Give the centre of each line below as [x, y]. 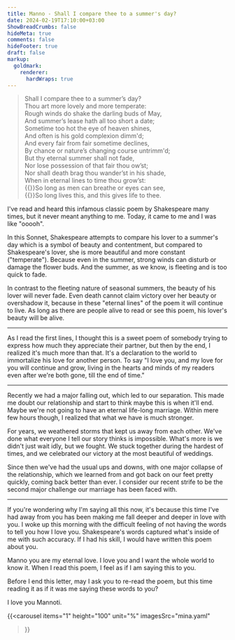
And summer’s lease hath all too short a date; [90, 121]
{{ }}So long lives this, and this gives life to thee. [93, 195]
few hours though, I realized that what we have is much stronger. [101, 418]
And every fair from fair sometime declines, [87, 144]
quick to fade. [27, 274]
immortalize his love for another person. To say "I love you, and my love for [115, 361]
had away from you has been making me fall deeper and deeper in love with [116, 517]
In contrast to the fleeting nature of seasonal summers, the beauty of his [112, 288]
